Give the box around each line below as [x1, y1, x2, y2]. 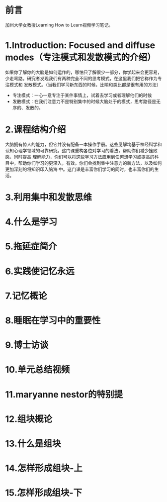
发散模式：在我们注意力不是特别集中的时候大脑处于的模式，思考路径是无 [12, 98, 161, 104]
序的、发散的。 [12, 104, 43, 110]
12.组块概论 [5, 413, 53, 424]
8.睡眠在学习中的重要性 [5, 314, 101, 326]
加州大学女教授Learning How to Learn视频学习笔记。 [5, 22, 113, 28]
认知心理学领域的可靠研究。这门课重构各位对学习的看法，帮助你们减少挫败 [5, 147, 158, 153]
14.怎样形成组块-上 [5, 463, 83, 474]
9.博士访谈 [5, 339, 49, 351]
